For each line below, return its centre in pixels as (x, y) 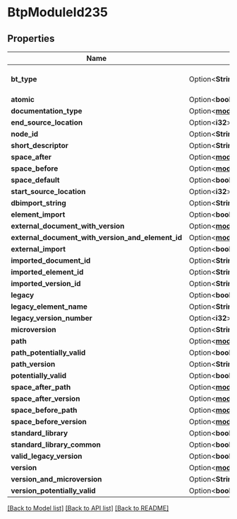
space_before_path (44, 410)
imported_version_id (46, 284)
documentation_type (47, 111)
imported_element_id (47, 272)
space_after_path (41, 387)
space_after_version (45, 399)
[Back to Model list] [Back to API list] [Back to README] (88, 508)
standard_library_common (56, 445)
